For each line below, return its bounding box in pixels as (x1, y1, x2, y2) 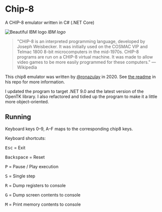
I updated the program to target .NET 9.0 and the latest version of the (5, 88, 144, 94)
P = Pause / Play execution (5, 163, 59, 169)
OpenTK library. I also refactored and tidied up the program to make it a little (5, 94, 158, 99)
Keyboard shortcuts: (5, 135, 46, 141)
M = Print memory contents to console (5, 201, 81, 207)
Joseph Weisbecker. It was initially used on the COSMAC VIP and (17, 43, 148, 49)
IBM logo (48, 29, 66, 35)
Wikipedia (17, 64, 37, 70)
